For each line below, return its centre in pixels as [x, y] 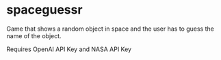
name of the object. [34, 35]
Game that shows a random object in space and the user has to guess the [110, 29]
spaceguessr [44, 10]
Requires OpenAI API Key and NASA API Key [69, 49]
